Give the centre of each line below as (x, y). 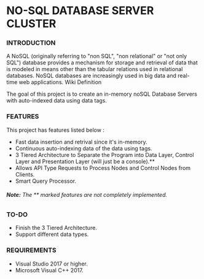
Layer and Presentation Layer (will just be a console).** (85, 161)
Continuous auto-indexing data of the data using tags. (84, 148)
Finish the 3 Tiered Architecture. (56, 228)
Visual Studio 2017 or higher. (51, 264)
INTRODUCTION (31, 43)
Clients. (25, 174)
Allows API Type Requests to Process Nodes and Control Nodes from (103, 168)
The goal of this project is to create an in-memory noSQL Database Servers (102, 94)
